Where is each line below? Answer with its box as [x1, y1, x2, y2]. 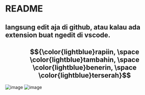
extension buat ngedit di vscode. [5, 30, 111, 39]
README [5, 3, 43, 14]
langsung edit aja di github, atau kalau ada [5, 23, 141, 31]
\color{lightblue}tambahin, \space [30, 55, 139, 64]
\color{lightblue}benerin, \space [32, 63, 137, 71]
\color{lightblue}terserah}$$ [38, 71, 131, 79]
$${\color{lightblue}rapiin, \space [30, 47, 139, 56]
